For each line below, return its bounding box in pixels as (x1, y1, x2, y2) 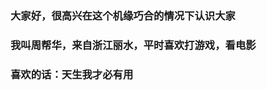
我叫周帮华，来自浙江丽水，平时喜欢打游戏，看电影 (10, 38, 257, 52)
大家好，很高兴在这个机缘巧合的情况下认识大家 (10, 8, 236, 22)
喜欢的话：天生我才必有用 (10, 67, 134, 81)
